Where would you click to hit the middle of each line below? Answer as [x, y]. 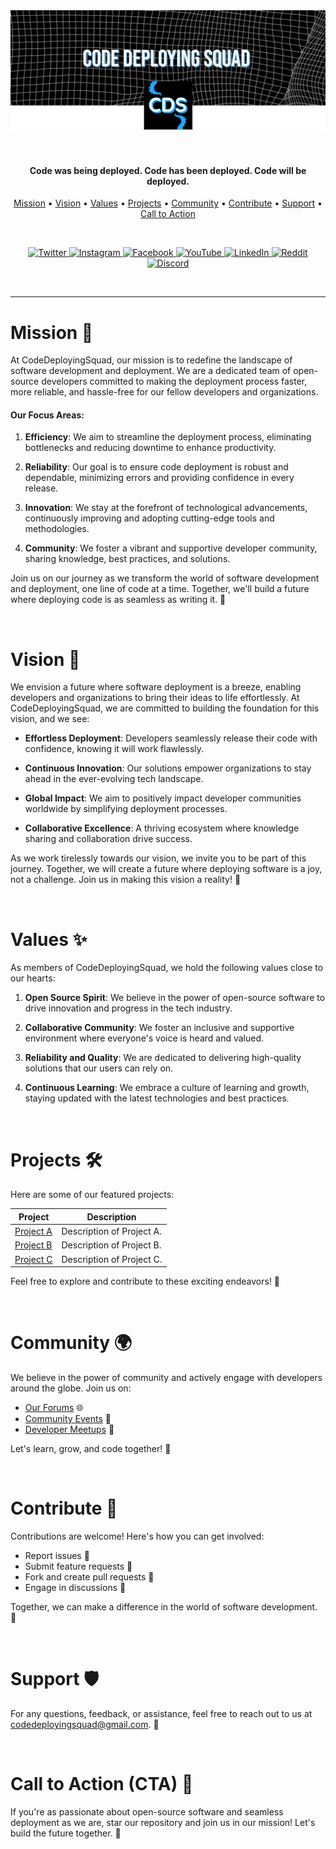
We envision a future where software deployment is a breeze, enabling [156, 687]
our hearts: [33, 978]
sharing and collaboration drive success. [108, 839]
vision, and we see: [50, 719]
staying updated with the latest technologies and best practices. [157, 1098]
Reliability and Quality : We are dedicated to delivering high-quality [163, 1058]
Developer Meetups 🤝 [69, 1429]
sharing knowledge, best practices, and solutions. [127, 559]
